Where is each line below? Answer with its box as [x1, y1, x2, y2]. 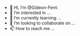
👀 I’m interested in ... [9, 10, 51, 16]
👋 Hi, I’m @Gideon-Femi [9, 5, 58, 10]
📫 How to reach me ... [9, 26, 55, 31]
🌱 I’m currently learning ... [9, 15, 62, 20]
